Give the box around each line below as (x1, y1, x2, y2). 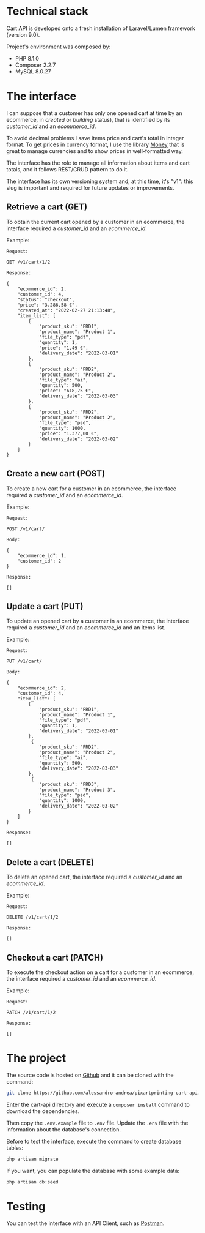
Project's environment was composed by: (6, 43, 111, 50)
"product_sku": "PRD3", (38, 782, 99, 788)
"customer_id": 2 (17, 558, 62, 564)
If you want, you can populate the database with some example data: (6, 1167, 180, 1174)
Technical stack (6, 4, 88, 18)
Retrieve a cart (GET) (6, 202, 87, 212)
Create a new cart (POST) (6, 468, 106, 479)
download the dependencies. (6, 1107, 80, 1115)
